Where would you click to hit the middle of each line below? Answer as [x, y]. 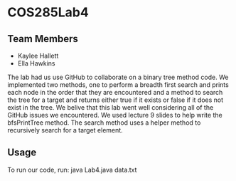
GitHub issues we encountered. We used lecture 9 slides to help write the [115, 115]
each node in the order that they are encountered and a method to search [115, 92]
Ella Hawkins [36, 63]
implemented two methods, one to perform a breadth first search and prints [118, 85]
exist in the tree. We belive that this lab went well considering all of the [111, 107]
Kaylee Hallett [38, 56]
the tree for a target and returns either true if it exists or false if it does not [116, 100]
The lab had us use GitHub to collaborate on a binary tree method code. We [118, 77]
